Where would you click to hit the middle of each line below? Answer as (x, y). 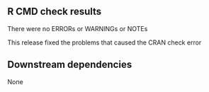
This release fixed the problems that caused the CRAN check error (104, 42)
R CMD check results (55, 12)
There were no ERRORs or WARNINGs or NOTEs (78, 28)
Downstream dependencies (70, 65)
